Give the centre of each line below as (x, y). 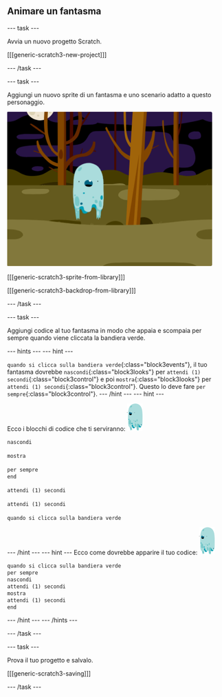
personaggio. (26, 102)
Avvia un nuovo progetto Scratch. (54, 41)
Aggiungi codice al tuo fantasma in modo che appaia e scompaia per (104, 330)
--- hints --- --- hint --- (40, 351)
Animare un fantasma (54, 11)
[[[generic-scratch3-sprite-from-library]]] (66, 277)
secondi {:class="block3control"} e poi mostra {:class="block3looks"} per (109, 379)
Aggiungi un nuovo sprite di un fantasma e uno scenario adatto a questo (109, 94)
